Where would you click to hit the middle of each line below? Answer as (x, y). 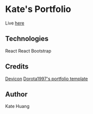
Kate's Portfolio (38, 9)
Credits (17, 67)
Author (16, 94)
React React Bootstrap (28, 50)
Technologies (27, 39)
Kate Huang (17, 106)
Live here (15, 23)
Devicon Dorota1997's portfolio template (47, 78)
